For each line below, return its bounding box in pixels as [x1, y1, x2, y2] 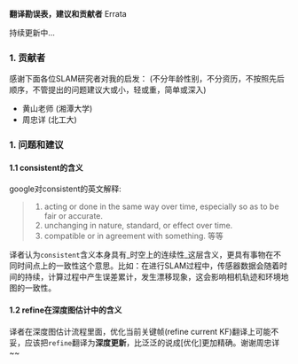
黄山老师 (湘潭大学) [21, 104, 93, 114]
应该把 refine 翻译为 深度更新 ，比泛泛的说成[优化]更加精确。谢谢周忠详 [24, 337, 280, 348]
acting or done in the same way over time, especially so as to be [43, 201, 279, 212]
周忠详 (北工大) [21, 114, 77, 125]
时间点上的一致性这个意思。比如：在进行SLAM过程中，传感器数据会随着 [16, 260, 280, 271]
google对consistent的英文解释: [9, 183, 122, 194]
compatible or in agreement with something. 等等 [43, 230, 224, 242]
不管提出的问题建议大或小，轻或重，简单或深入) [32, 84, 207, 96]
